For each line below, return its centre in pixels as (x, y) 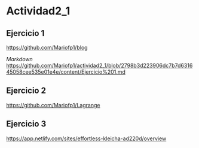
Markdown (19, 59)
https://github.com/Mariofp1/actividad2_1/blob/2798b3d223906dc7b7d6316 (99, 65)
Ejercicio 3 (26, 124)
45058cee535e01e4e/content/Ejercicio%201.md (66, 72)
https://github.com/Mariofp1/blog (47, 47)
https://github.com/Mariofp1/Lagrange (53, 105)
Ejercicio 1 (25, 33)
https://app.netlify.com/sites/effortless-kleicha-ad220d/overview (86, 138)
